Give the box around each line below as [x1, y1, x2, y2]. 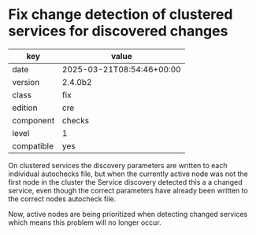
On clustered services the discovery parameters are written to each [8, 160, 228, 170]
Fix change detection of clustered [8, 6, 233, 24]
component [12, 115, 55, 126]
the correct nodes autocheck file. [8, 194, 117, 204]
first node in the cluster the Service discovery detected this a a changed [8, 177, 243, 186]
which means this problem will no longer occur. [8, 218, 161, 227]
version [12, 76, 40, 87]
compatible [12, 140, 54, 151]
